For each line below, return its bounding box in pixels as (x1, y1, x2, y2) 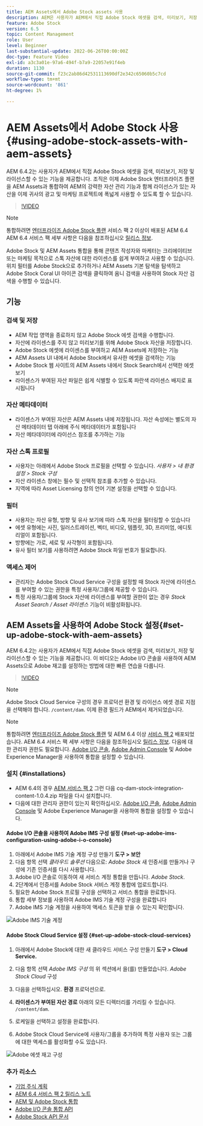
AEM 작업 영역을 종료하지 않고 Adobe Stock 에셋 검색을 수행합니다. (14, 331, 175, 339)
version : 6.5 (6, 25, 39, 32)
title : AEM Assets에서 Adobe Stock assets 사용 (6, 8, 123, 15)
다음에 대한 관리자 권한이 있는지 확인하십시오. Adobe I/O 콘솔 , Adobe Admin (14, 799, 197, 807)
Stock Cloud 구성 (14, 973, 57, 980)
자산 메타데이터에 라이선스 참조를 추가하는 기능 (14, 431, 125, 438)
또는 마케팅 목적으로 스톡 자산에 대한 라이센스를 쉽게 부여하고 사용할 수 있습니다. (6, 255, 195, 262)
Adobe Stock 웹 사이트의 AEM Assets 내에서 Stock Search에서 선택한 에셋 (14, 361, 195, 369)
